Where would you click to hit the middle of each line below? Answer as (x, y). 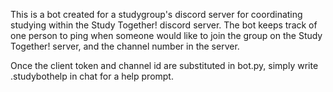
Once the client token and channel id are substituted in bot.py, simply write (164, 65)
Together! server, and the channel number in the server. (125, 46)
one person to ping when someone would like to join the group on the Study (166, 35)
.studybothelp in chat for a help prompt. (92, 76)
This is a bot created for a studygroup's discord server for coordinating (156, 14)
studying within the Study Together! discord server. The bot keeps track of (164, 25)
